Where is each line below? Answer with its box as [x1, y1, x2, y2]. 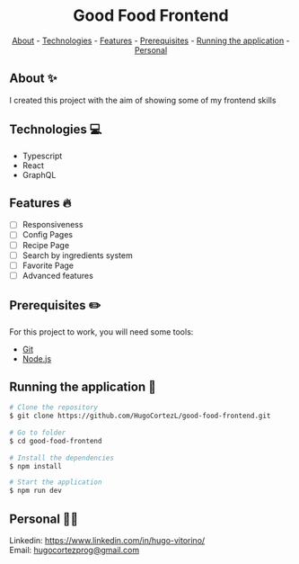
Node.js [22, 353, 52, 364]
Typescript [22, 150, 63, 161]
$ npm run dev [9, 487, 63, 496]
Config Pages [22, 229, 74, 240]
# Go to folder [9, 428, 66, 437]
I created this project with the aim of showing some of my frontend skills [9, 94, 277, 105]
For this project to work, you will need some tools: [9, 326, 194, 337]
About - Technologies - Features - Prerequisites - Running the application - [12, 35, 290, 46]
